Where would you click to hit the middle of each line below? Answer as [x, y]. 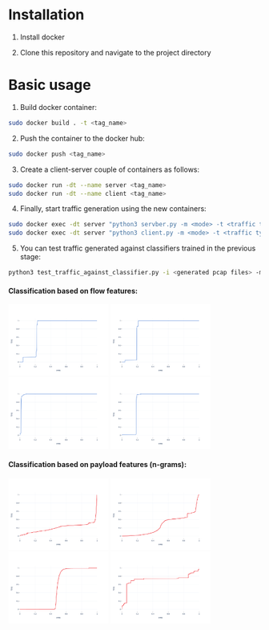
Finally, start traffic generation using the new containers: [113, 209]
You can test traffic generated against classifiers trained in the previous [138, 248]
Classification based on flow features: [73, 291]
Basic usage [50, 85]
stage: [30, 257]
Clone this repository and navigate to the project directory [115, 52]
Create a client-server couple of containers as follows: [110, 169]
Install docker [42, 37]
